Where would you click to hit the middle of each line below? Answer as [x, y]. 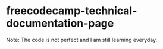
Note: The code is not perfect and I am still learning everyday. [82, 40]
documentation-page [60, 23]
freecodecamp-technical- [72, 11]
